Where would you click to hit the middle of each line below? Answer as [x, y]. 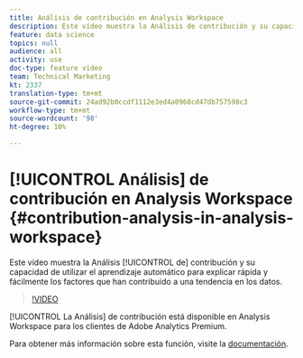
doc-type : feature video [56, 69]
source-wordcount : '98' [54, 118]
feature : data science [52, 34]
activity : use [36, 60]
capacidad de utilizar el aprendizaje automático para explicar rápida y [139, 271]
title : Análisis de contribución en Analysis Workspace [116, 18]
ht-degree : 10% [38, 127]
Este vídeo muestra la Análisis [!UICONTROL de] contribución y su [132, 262]
